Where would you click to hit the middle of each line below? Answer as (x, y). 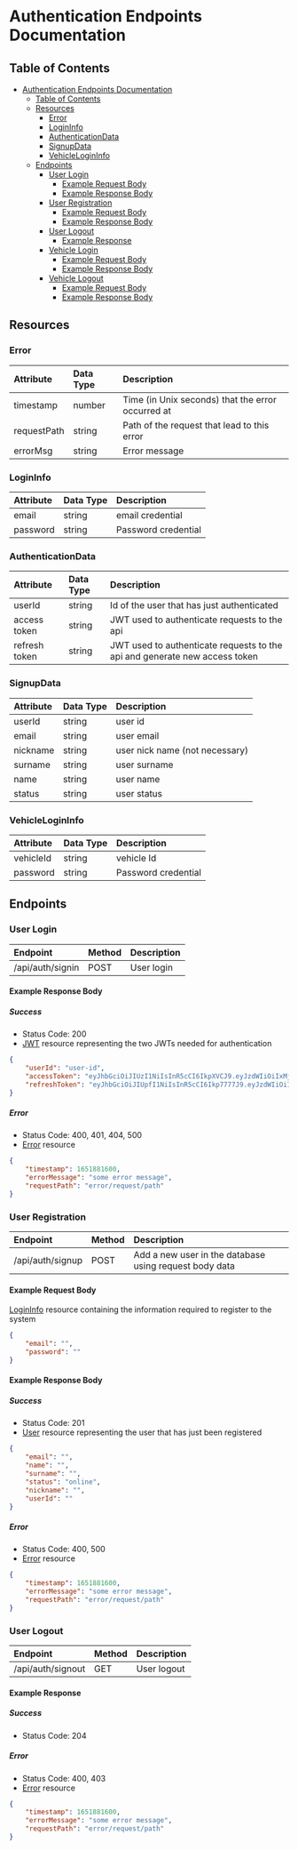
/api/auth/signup (48, 1261)
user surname (145, 765)
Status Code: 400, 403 (64, 1778)
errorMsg (33, 451)
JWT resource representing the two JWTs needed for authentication (147, 1044)
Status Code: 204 (54, 1735)
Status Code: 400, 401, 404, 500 (82, 1135)
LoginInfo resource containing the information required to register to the (141, 1309)
